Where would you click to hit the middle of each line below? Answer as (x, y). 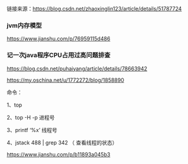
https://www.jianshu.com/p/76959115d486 (59, 39)
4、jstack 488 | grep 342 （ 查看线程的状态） (62, 142)
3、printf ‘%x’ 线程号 (32, 130)
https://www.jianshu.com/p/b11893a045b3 (59, 154)
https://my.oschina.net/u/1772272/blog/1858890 (66, 80)
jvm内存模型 (24, 25)
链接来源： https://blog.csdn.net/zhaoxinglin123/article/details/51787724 (94, 9)
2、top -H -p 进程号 (31, 117)
